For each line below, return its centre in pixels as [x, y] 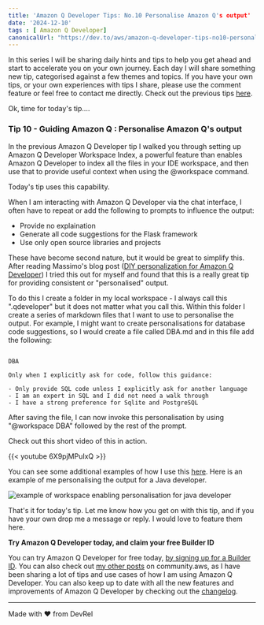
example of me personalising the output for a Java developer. [107, 480]
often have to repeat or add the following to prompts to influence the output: [131, 210]
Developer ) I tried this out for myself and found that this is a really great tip [129, 274]
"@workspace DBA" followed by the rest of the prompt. [97, 426]
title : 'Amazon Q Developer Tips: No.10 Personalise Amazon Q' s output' [130, 15]
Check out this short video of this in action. [78, 441]
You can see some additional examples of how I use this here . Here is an [125, 471]
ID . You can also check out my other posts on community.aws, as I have [125, 566]
